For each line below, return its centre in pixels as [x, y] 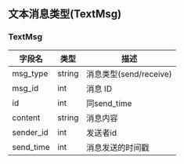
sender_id [30, 132]
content [26, 118]
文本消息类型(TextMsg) [65, 14]
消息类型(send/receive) [129, 74]
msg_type [30, 73]
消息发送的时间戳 [117, 148]
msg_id [25, 88]
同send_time [109, 103]
